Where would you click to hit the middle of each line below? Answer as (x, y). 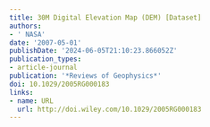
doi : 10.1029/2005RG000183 (59, 84)
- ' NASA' (28, 34)
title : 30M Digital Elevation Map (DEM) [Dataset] (105, 17)
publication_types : (46, 59)
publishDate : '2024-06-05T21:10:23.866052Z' (93, 51)
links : (21, 92)
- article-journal (43, 68)
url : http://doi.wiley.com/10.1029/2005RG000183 (109, 109)
